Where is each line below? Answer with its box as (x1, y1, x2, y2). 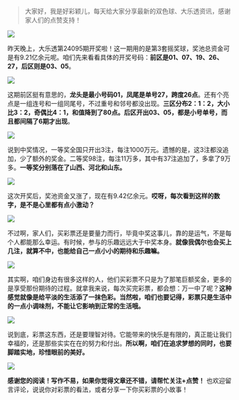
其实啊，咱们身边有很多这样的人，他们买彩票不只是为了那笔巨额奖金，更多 (7, 275, 225, 283)
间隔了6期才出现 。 (19, 117, 75, 125)
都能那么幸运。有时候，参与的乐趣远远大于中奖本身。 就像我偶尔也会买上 (19, 238, 232, 246)
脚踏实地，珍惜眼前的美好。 (7, 348, 89, 356)
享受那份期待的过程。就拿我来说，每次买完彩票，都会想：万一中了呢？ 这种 (13, 284, 232, 292)
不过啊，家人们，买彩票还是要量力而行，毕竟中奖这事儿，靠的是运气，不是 (7, 229, 225, 237)
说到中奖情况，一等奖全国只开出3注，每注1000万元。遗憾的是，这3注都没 (7, 146, 223, 153)
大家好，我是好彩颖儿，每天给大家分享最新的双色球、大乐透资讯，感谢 (24, 7, 231, 15)
